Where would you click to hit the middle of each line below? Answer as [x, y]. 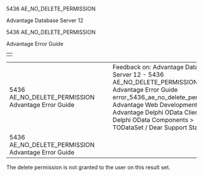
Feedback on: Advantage [148, 67]
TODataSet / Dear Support [150, 127]
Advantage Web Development [155, 105]
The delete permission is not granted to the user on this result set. [88, 167]
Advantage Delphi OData [148, 112]
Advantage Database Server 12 [45, 20]
